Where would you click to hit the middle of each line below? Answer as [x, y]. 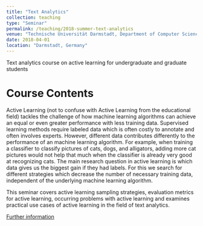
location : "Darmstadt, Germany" [47, 46]
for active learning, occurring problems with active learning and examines [98, 198]
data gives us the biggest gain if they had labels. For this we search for [94, 168]
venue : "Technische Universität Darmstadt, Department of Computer [93, 34]
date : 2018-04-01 [28, 40]
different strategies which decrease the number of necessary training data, [100, 174]
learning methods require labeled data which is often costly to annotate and [100, 129]
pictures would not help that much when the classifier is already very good [99, 155]
